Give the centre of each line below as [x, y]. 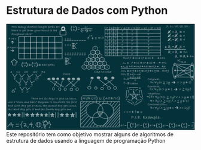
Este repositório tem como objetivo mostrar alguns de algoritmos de [90, 134]
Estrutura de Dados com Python [87, 10]
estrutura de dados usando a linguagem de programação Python [86, 141]
